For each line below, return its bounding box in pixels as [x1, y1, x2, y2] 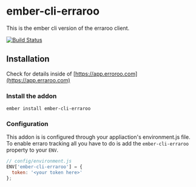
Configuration [6, 119, 49, 128]
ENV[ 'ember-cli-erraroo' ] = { [6, 164, 83, 170]
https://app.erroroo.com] [75, 70, 138, 77]
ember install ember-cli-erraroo [6, 105, 91, 112]
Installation [6, 54, 50, 65]
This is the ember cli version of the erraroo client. [6, 24, 130, 32]
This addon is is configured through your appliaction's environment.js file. [6, 133, 191, 141]
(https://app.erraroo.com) [6, 76, 71, 83]
